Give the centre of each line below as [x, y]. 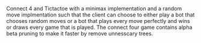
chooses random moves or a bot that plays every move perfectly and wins [98, 21]
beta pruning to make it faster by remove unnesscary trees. [80, 34]
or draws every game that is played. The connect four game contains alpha [99, 27]
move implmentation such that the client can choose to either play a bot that [100, 15]
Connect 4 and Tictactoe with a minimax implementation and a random [94, 9]
